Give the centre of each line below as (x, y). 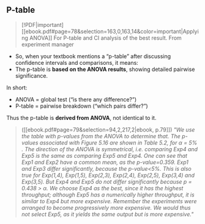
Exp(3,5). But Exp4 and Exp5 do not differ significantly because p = (106, 181)
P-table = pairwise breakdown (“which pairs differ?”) (81, 106)
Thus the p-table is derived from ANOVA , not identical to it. (81, 118)
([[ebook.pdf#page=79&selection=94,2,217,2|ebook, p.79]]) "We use (108, 129)
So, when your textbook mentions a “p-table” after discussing (93, 56)
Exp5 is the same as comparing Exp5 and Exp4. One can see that (104, 155)
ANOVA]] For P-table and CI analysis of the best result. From (106, 38)
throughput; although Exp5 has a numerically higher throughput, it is (108, 195)
